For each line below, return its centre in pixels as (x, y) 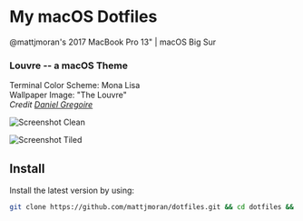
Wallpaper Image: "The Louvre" (68, 95)
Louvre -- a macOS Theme (69, 65)
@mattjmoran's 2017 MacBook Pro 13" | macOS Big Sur (112, 42)
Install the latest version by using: (72, 191)
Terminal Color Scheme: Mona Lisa (75, 85)
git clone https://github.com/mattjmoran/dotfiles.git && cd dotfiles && (152, 207)
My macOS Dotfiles (83, 17)
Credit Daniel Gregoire (51, 105)
